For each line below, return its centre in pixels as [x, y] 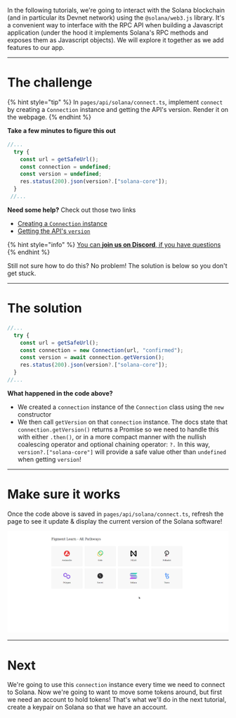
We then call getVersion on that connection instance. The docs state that [123, 422]
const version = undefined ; [61, 174]
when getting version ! [50, 459]
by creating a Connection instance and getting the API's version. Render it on [118, 109]
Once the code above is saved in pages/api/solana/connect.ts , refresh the [116, 514]
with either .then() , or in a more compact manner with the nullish [112, 436]
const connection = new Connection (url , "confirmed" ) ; [102, 350]
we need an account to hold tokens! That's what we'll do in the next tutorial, [117, 700]
